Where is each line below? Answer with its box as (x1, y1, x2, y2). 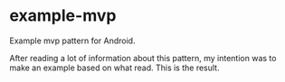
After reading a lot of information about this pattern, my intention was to (9, 52, 277, 63)
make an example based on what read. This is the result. (9, 62, 220, 73)
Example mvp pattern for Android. (9, 35, 136, 46)
